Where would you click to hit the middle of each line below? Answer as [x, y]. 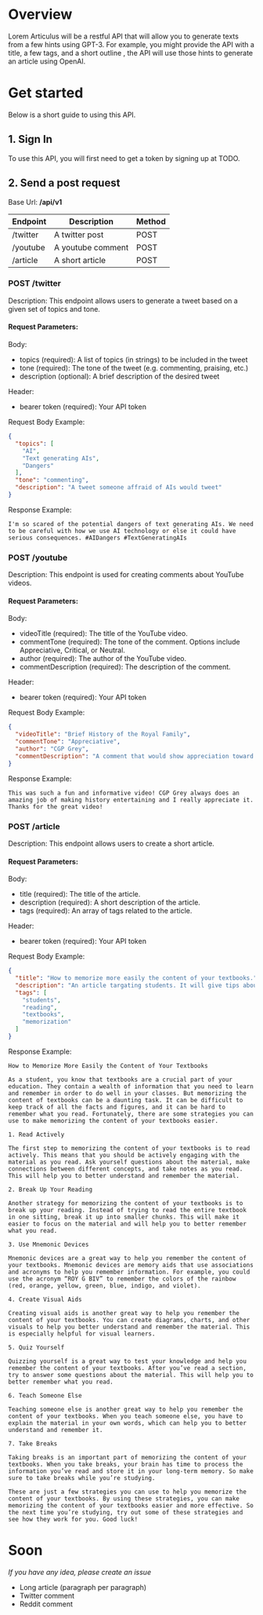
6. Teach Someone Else [45, 1395]
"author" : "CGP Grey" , [52, 749]
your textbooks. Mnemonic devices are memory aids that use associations [131, 1265]
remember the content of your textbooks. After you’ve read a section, [127, 1368]
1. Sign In [31, 139]
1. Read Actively [36, 1135]
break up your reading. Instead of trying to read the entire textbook [127, 1210]
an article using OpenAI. [47, 61]
